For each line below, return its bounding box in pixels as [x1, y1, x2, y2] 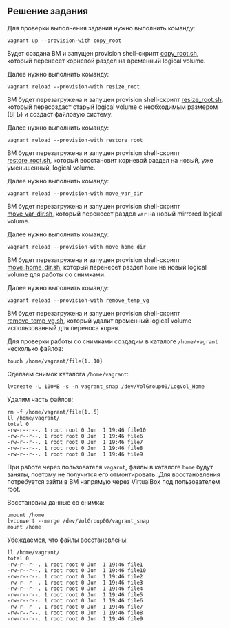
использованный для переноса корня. [7, 323, 121, 332]
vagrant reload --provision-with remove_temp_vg [7, 296, 149, 304]
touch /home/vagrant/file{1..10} [7, 358, 103, 365]
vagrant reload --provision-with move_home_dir [7, 243, 147, 250]
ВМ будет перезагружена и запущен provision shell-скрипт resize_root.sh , [7, 95, 224, 103]
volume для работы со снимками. [7, 270, 106, 278]
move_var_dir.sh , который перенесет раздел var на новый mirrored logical [7, 210, 222, 218]
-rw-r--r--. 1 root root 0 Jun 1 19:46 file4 [7, 585, 143, 592]
